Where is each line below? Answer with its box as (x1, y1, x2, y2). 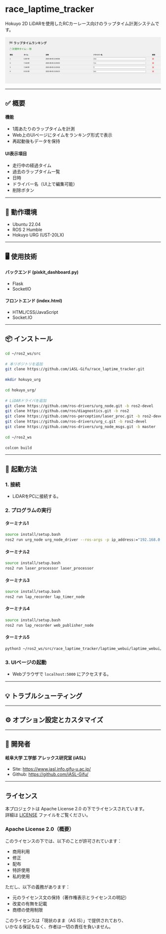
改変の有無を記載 (12, 900, 47, 907)
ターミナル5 (5, 634, 30, 640)
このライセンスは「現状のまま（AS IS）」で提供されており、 (5, 917, 126, 923)
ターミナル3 (5, 577, 30, 583)
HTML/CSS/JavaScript (12, 309, 58, 315)
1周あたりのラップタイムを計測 (12, 126, 75, 132)
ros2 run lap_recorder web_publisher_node (5, 623, 94, 628)
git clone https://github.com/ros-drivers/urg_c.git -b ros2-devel (5, 419, 147, 424)
